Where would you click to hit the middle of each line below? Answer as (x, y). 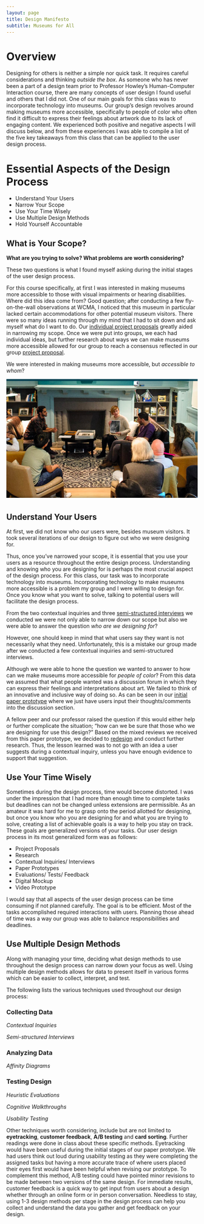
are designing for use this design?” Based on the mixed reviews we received (102, 732)
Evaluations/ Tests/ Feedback (52, 874)
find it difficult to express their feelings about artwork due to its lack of (94, 118)
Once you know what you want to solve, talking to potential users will (93, 595)
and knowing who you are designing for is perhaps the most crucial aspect (100, 569)
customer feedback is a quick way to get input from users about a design (98, 1188)
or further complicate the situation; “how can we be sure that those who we (101, 726)
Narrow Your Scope (40, 205)
